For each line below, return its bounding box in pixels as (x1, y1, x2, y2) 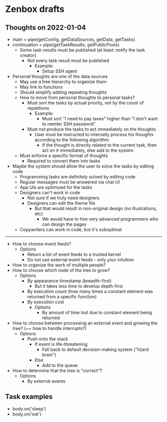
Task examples (5, 393, 53, 401)
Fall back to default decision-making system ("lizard (42, 346, 149, 352)
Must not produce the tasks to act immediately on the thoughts (27, 126, 156, 132)
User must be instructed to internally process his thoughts (34, 132, 154, 137)
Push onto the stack (27, 336, 69, 341)
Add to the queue (42, 362, 78, 368)
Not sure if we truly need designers (27, 195, 100, 201)
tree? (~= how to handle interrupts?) (12, 326, 87, 331)
